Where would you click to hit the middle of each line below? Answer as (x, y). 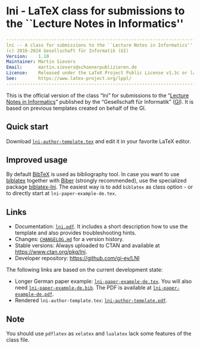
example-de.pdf (34, 295)
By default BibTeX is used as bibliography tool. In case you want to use (93, 174)
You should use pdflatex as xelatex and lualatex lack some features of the (99, 334)
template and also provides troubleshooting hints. (76, 233)
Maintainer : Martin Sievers (41, 62)
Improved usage (37, 160)
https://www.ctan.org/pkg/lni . (51, 252)
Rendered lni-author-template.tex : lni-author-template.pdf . (91, 300)
